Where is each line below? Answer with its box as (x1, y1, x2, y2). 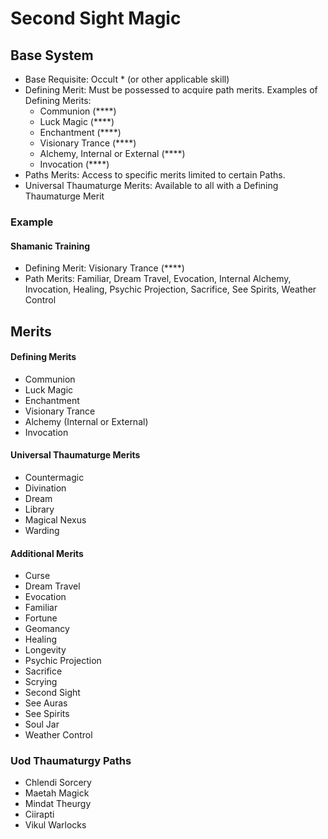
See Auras (24, 697, 68, 709)
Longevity (24, 644, 67, 656)
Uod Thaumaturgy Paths (10, 754, 132, 768)
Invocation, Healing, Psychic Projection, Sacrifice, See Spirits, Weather (24, 283, 317, 296)
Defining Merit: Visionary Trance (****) (24, 262, 185, 274)
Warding (24, 524, 60, 536)
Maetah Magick (24, 787, 90, 799)
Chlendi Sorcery (24, 777, 92, 789)
